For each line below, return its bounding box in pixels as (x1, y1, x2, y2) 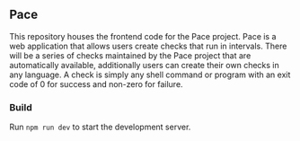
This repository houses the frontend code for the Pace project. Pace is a (9, 31, 277, 41)
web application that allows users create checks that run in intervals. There (9, 40, 287, 51)
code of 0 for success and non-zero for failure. (9, 78, 183, 89)
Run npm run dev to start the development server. (9, 121, 191, 133)
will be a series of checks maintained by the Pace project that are (9, 49, 251, 61)
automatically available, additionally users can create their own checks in (9, 59, 280, 70)
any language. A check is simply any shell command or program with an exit (9, 69, 291, 80)
